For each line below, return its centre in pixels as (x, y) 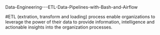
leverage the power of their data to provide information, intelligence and (80, 22)
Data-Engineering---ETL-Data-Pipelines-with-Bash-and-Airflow (71, 7)
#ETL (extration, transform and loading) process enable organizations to (80, 17)
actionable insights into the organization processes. (59, 27)
